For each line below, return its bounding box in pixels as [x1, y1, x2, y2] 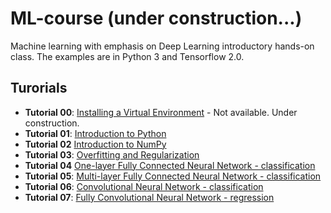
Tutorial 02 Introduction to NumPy [24, 138, 167, 150]
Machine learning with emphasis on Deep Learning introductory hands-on [10, 40, 315, 52]
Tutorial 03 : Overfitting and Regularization [24, 148, 200, 161]
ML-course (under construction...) [10, 7, 303, 30]
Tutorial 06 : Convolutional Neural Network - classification [24, 180, 264, 192]
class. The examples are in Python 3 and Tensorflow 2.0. [10, 50, 245, 62]
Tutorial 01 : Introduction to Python [24, 127, 167, 139]
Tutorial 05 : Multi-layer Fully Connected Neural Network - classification [24, 170, 322, 182]
